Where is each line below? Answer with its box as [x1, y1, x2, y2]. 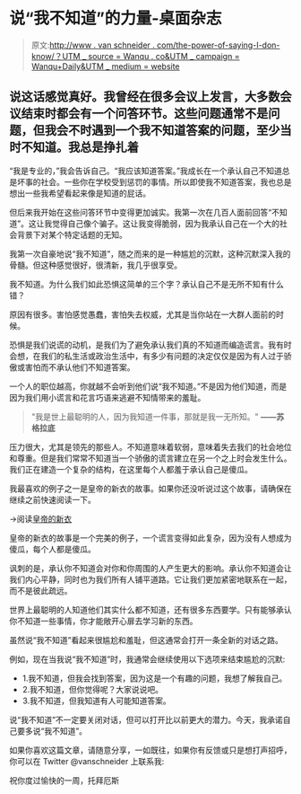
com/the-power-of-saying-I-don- [156, 40, 280, 50]
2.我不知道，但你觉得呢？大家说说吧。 [21, 684, 164, 694]
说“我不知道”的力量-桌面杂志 [9, 8, 222, 29]
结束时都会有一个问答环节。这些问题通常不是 [21, 106, 269, 121]
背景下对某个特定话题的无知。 [16, 229, 127, 240]
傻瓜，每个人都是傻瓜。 [9, 543, 96, 554]
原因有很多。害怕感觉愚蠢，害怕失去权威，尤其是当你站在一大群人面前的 [9, 309, 276, 320]
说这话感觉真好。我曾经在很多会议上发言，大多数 [9, 89, 280, 104]
